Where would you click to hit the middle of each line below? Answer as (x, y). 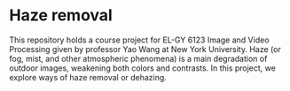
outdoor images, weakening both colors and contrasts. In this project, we (143, 68)
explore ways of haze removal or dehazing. (88, 77)
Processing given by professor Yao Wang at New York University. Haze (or (145, 49)
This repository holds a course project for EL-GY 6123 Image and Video (139, 40)
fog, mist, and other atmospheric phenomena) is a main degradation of (138, 58)
